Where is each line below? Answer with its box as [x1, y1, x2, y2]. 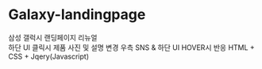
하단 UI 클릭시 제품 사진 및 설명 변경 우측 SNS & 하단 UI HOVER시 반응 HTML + [8, 42, 256, 52]
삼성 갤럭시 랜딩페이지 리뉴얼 [8, 33, 98, 42]
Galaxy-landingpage [8, 6, 146, 24]
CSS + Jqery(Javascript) [8, 52, 90, 61]
